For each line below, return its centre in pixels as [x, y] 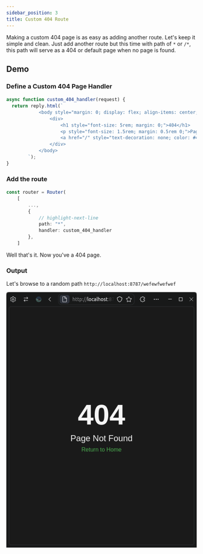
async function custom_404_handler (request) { [66, 100]
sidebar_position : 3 [32, 13]
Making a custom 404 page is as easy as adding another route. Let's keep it [101, 37]
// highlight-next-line [68, 218]
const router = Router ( [36, 193]
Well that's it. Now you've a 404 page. [54, 255]
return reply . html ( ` [37, 106]
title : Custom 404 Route [37, 19]
